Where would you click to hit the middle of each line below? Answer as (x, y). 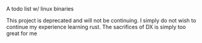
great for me (22, 33)
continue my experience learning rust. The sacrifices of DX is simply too (96, 27)
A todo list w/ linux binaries (40, 9)
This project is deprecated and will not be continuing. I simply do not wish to (101, 20)
